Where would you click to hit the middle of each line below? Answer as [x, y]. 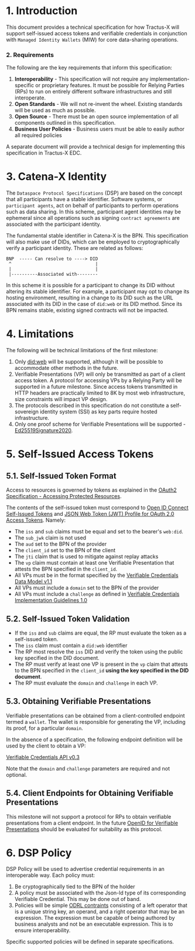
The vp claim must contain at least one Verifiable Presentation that [94, 563]
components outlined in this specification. [65, 123]
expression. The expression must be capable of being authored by [95, 918]
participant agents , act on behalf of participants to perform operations [92, 206]
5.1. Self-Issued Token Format [61, 476]
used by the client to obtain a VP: [46, 746]
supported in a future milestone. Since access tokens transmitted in [96, 387]
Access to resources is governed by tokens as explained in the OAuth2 [91, 490]
